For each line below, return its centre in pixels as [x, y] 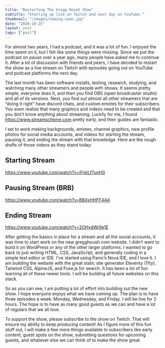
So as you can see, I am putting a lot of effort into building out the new [76, 289]
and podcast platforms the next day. [42, 73]
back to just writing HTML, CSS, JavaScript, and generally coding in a [76, 252]
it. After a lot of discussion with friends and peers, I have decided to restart [81, 63]
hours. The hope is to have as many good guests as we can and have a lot [80, 304]
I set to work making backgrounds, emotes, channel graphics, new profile [80, 129]
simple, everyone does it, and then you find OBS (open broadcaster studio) [81, 93]
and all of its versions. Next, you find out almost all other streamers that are [81, 99]
